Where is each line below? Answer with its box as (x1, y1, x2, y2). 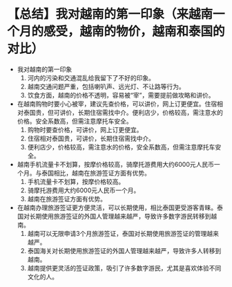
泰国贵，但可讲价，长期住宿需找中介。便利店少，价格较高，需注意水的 (23, 108, 223, 116)
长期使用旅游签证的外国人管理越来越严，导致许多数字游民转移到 (29, 212, 211, 220)
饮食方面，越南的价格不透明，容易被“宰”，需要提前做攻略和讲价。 (27, 91, 215, 99)
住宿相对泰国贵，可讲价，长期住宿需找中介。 (27, 134, 155, 142)
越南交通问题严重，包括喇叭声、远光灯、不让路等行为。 (27, 82, 185, 91)
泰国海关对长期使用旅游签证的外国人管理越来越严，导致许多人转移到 (27, 246, 222, 254)
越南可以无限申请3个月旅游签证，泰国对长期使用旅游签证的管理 (27, 229, 207, 237)
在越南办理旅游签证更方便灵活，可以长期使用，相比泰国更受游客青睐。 (17, 203, 217, 212)
